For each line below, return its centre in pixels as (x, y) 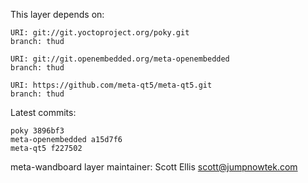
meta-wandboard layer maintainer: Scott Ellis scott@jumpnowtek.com (154, 167)
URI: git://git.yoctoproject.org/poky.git (100, 33)
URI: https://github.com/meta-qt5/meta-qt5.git (111, 85)
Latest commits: (43, 112)
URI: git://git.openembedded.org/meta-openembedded (120, 59)
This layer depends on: (57, 14)
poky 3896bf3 (37, 131)
